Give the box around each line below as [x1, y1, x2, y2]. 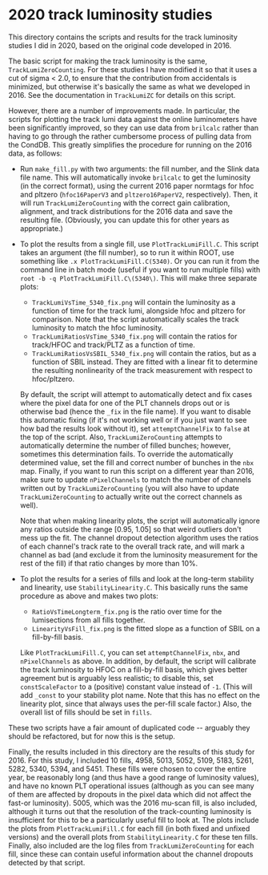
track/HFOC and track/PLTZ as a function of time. [31, 339, 196, 350]
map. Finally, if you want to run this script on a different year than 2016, [19, 466, 254, 476]
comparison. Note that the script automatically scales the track [31, 314, 239, 324]
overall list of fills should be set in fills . [19, 707, 152, 717]
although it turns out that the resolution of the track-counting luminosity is [8, 806, 252, 816]
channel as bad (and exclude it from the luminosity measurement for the [19, 549, 258, 559]
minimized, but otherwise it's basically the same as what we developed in [8, 82, 250, 91]
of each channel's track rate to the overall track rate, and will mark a [19, 541, 246, 551]
